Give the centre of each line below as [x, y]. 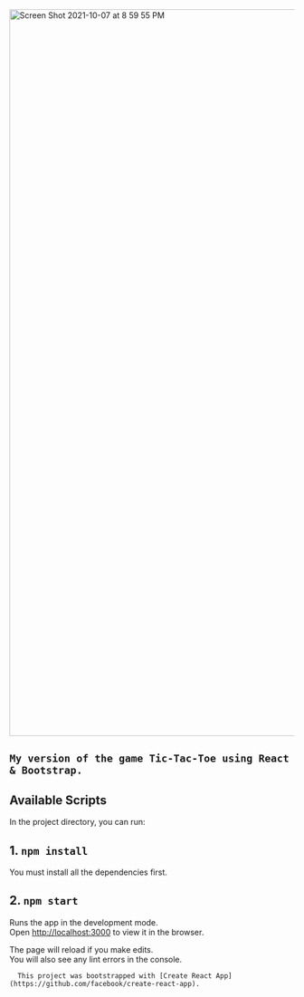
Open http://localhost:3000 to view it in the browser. [107, 932]
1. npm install [49, 850]
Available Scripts [58, 800]
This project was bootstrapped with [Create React [115, 976]
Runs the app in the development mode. [84, 922]
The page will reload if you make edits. [81, 949]
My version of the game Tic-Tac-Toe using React [149, 758]
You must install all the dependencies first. [88, 872]
